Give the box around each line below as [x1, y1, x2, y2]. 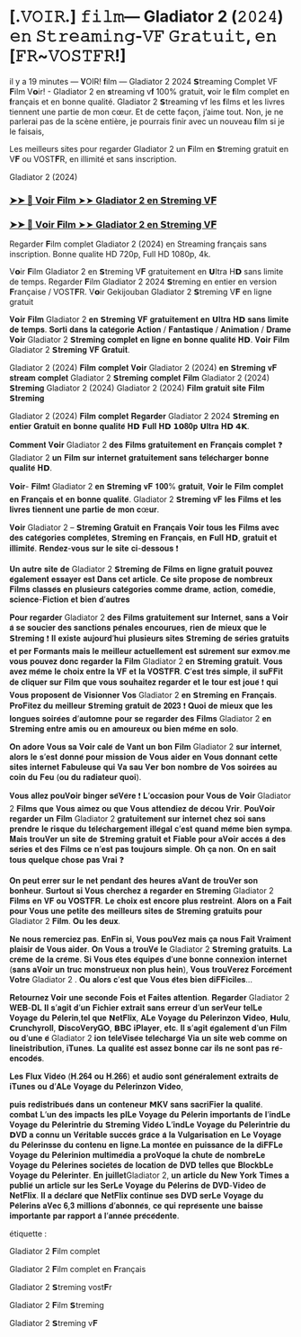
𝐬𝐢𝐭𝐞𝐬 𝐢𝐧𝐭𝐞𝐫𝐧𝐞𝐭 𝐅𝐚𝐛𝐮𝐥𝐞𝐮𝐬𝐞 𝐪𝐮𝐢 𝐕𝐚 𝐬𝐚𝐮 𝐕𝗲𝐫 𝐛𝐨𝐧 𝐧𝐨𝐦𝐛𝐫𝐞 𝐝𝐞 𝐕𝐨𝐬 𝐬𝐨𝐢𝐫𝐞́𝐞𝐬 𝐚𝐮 [9, 762, 278, 773]
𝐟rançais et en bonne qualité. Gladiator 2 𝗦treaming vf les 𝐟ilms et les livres [9, 96, 286, 107]
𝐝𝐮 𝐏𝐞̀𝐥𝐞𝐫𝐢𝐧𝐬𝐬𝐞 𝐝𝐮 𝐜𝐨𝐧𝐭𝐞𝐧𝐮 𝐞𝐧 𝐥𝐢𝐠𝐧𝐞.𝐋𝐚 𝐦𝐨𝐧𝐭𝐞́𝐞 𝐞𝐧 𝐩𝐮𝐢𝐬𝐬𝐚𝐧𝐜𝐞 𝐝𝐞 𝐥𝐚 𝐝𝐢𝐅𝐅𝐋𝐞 [9, 1140, 284, 1151]
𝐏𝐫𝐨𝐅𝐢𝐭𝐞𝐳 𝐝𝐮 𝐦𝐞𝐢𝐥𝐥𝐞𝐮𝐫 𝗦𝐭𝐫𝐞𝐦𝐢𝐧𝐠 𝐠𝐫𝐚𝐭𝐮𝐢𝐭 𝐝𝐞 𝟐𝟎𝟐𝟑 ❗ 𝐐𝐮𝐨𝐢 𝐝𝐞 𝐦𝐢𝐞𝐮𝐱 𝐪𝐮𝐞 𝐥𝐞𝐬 [9, 700, 273, 712]
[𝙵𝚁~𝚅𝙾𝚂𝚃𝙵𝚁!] [9, 46, 127, 67]
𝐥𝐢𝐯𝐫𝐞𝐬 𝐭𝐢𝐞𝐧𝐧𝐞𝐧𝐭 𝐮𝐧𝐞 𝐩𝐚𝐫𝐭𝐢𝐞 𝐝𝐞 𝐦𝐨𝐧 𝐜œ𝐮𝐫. [9, 504, 160, 515]
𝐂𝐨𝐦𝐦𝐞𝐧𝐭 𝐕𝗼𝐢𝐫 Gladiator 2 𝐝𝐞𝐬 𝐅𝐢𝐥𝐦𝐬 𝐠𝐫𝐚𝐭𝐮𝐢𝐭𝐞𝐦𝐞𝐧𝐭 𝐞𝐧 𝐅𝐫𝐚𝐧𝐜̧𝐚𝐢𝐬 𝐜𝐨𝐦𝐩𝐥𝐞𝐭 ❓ [9, 439, 283, 451]
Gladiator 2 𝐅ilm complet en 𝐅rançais [9, 1264, 146, 1275]
